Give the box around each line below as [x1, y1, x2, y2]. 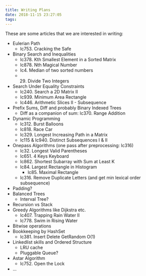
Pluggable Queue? [20, 250, 59, 256]
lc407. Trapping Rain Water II [20, 212, 80, 218]
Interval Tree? [20, 196, 49, 202]
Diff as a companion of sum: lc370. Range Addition [20, 110, 126, 116]
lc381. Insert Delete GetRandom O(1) [20, 234, 96, 240]
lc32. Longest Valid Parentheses [20, 148, 87, 154]
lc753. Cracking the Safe [20, 46, 71, 52]
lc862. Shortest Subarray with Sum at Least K [20, 159, 115, 165]
